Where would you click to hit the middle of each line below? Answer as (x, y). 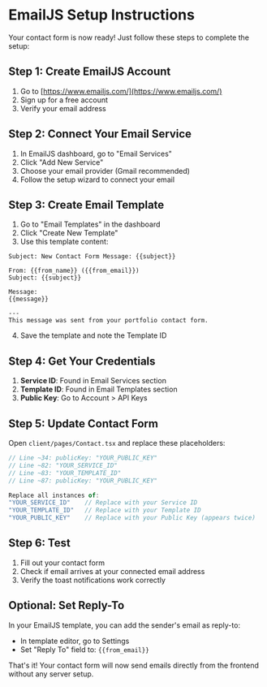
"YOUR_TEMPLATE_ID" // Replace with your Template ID (105, 510)
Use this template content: (64, 242)
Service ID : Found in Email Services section (93, 381)
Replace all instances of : (54, 495)
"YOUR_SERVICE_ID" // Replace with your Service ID (103, 503)
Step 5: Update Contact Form (83, 423)
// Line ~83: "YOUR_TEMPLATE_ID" (65, 473)
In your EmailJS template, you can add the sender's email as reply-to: (125, 625)
